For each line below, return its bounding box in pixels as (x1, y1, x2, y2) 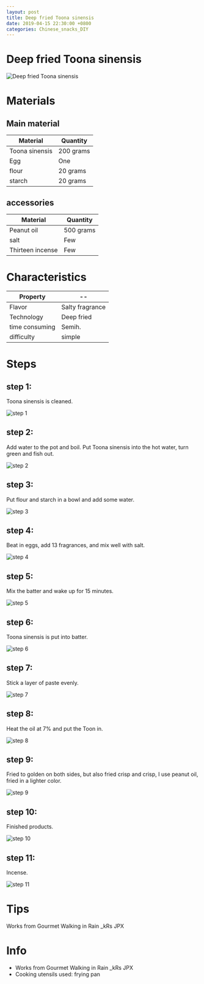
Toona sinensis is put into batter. (6, 633, 89, 640)
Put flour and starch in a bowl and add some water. (6, 496, 134, 503)
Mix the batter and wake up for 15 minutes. (6, 587, 114, 595)
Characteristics (6, 270, 87, 285)
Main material (6, 118, 60, 129)
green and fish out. (6, 450, 54, 457)
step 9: (6, 755, 34, 765)
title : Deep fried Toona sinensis (6, 15, 95, 21)
